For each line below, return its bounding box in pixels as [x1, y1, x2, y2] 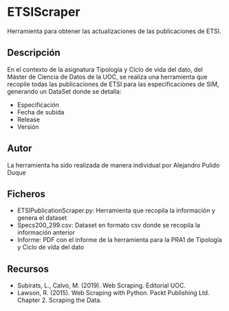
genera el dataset [17, 214, 67, 222]
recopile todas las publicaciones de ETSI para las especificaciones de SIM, [7, 80, 219, 88]
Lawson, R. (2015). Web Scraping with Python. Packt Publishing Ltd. [17, 289, 210, 297]
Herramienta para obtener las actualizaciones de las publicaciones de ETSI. [7, 27, 221, 35]
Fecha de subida [17, 108, 65, 116]
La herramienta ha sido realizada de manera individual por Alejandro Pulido [7, 161, 220, 169]
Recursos [7, 263, 50, 274]
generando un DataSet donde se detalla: [7, 87, 122, 95]
